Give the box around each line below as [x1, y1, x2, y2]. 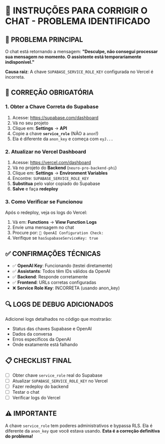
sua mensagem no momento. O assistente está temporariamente [5, 54, 142, 60]
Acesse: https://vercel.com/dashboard [12, 159, 91, 165]
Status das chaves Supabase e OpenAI [12, 326, 92, 332]
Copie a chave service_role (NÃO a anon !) [12, 130, 99, 136]
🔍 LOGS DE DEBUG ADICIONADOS [5, 300, 114, 309]
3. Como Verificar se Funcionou [5, 198, 83, 205]
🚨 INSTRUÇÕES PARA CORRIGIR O [5, 5, 148, 16]
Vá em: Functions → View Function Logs [12, 219, 97, 225]
